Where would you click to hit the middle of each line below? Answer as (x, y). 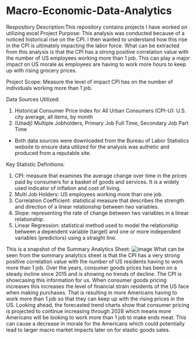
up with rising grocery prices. (42, 70)
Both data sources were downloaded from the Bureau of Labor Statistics (102, 140)
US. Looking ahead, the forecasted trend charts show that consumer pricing (98, 305)
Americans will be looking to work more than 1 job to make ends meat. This (96, 317)
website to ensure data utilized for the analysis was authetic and (92, 147)
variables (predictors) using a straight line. (66, 237)
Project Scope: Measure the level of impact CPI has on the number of (90, 82)
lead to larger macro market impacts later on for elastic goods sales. (88, 330)
